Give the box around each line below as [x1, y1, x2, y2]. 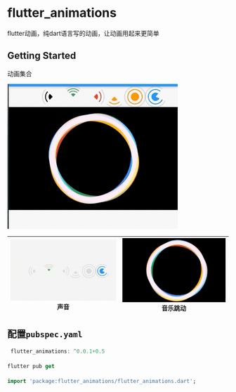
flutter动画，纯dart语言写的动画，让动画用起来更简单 [7, 29, 159, 37]
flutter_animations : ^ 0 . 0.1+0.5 [10, 348, 105, 355]
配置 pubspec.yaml [7, 328, 83, 340]
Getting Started [7, 50, 77, 62]
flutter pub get [7, 363, 55, 370]
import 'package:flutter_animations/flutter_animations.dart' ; [7, 377, 197, 384]
